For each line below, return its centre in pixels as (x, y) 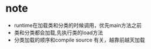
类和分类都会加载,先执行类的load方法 (59, 32)
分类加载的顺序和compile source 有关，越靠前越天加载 (80, 40)
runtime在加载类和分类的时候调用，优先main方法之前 (78, 25)
